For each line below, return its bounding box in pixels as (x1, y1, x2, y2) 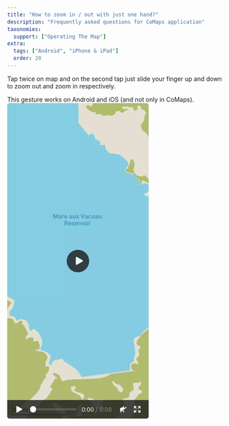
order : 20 (13, 55, 41, 62)
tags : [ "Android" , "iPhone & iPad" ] (13, 48, 119, 55)
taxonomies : (7, 26, 41, 32)
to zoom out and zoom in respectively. (7, 81, 116, 90)
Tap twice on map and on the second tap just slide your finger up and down (7, 75, 222, 83)
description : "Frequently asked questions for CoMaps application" (7, 18, 206, 26)
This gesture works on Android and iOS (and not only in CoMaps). (7, 95, 195, 104)
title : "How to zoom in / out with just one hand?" (7, 11, 159, 18)
